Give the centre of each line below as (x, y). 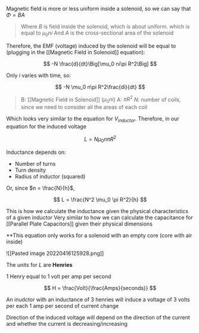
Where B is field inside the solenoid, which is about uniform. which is (105, 27)
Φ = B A (15, 15)
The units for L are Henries (39, 264)
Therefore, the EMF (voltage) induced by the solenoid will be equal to (91, 46)
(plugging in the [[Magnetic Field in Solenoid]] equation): (76, 52)
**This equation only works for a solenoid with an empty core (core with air (99, 235)
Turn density (30, 170)
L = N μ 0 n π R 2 (100, 139)
